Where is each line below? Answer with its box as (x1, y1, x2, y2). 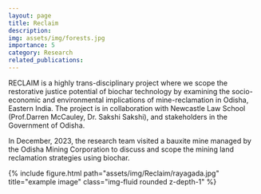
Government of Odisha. (8, 121, 85, 130)
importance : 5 (8, 42, 56, 49)
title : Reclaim (8, 19, 59, 27)
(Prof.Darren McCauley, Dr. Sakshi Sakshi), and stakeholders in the (8, 112, 228, 121)
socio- (231, 86, 253, 96)
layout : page (8, 11, 52, 20)
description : (8, 26, 52, 34)
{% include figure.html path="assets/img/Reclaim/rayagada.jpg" (8, 168, 219, 178)
